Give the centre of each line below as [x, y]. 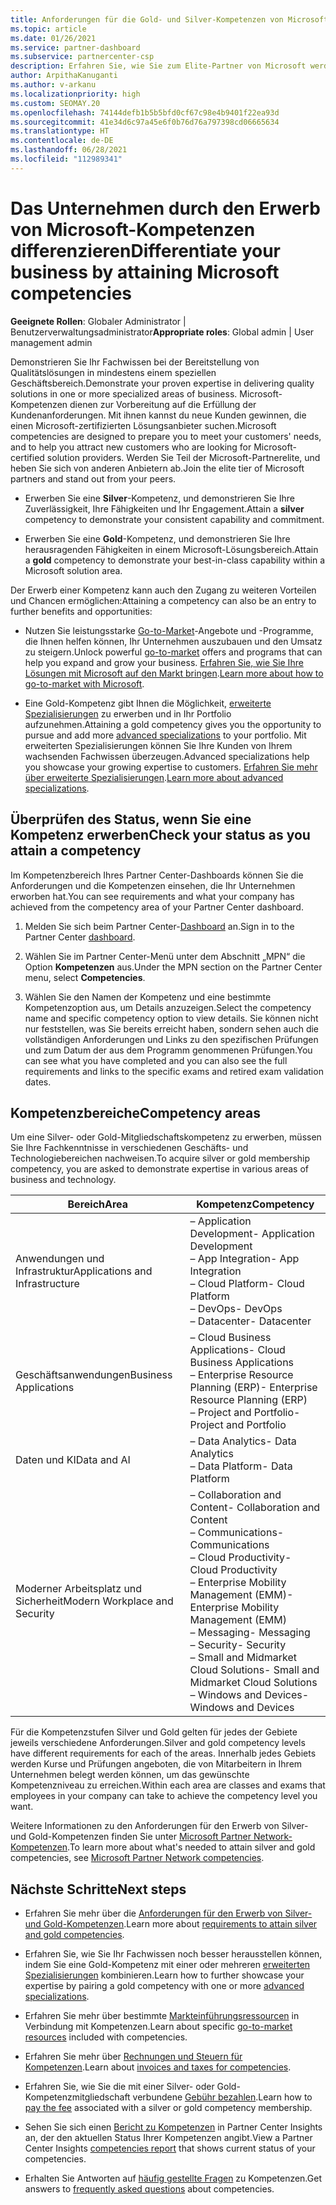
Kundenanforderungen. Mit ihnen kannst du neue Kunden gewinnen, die [158, 415]
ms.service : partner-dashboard [75, 47]
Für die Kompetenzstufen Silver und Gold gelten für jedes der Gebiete [154, 1732]
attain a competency [76, 851]
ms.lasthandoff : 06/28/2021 [69, 150]
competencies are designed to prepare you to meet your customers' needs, [166, 436]
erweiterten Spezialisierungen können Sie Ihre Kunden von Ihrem [158, 745]
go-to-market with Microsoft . [84, 683]
